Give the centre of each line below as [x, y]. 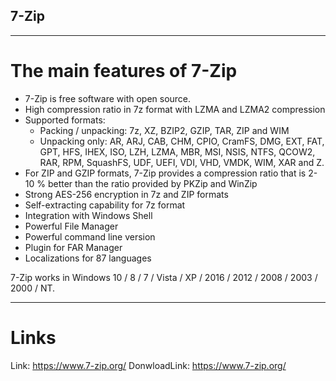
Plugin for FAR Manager [73, 247]
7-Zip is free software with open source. [108, 98]
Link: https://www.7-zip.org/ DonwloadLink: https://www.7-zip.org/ [148, 365]
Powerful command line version [90, 236]
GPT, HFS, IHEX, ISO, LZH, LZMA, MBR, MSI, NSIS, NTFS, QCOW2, [177, 151]
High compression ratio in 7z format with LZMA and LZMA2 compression [175, 109]
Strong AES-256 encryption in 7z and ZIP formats [126, 194]
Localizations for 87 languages [88, 258]
